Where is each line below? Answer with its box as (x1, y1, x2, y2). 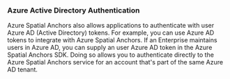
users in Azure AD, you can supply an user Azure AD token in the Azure (7, 44, 213, 52)
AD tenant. (7, 65, 38, 74)
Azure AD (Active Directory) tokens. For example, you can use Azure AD (7, 28, 215, 37)
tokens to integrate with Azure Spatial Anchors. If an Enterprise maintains (7, 36, 217, 44)
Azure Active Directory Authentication (7, 6, 140, 15)
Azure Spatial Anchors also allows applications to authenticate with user (7, 21, 215, 30)
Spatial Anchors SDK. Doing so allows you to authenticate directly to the (7, 51, 215, 59)
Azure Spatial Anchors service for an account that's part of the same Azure (7, 58, 224, 67)
